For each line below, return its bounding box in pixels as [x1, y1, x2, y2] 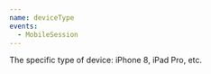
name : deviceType [9, 13, 75, 23]
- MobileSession [17, 30, 78, 39]
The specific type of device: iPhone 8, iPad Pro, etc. [9, 55, 203, 66]
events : [9, 22, 39, 31]
